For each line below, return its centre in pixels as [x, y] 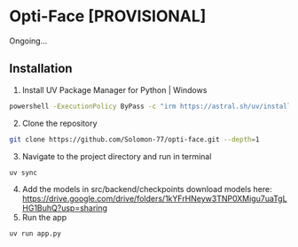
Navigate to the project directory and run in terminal [117, 156]
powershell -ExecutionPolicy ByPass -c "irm [93, 106]
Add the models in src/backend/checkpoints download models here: [147, 189]
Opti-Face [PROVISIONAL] [108, 16]
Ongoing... [28, 41]
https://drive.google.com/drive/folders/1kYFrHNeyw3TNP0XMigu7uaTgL [154, 199]
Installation [41, 69]
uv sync [24, 173]
